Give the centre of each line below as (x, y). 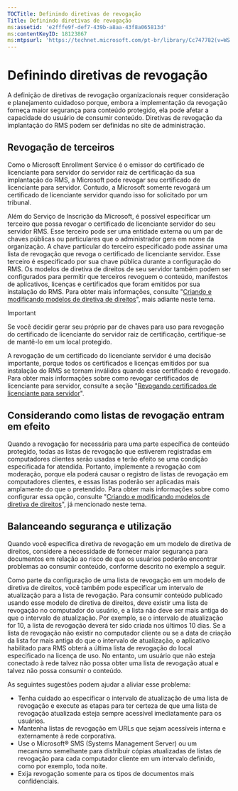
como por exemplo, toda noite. (63, 766)
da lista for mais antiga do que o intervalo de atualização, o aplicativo (109, 640)
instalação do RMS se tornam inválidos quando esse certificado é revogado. (119, 371)
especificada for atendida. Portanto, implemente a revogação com (104, 467)
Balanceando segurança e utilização (90, 527)
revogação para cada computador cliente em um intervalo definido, (116, 758)
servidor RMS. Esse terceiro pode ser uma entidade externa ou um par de (115, 231)
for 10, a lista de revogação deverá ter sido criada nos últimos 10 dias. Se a (117, 625)
